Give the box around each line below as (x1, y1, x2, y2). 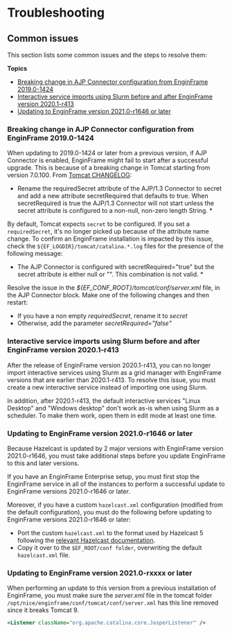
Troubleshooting (7, 5, 105, 21)
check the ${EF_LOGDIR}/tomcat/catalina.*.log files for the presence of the (7, 242, 224, 250)
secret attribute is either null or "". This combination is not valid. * (17, 270, 204, 279)
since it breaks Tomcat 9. (7, 606, 80, 614)
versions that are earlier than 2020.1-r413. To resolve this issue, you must (7, 376, 216, 384)
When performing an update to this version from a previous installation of (7, 584, 217, 592)
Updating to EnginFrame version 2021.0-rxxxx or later (7, 568, 193, 578)
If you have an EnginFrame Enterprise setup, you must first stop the (7, 472, 199, 480)
